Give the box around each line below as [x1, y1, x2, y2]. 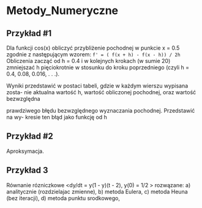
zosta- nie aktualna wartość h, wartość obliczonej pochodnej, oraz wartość [6, 89, 196, 95]
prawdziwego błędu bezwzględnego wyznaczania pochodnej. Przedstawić [6, 107, 195, 114]
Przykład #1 [6, 28, 52, 39]
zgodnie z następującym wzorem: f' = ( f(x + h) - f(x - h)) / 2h [6, 51, 181, 58]
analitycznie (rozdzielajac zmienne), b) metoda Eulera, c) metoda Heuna [6, 188, 188, 195]
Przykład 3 [6, 165, 48, 176]
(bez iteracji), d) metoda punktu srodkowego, [6, 194, 121, 202]
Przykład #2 [6, 131, 54, 141]
